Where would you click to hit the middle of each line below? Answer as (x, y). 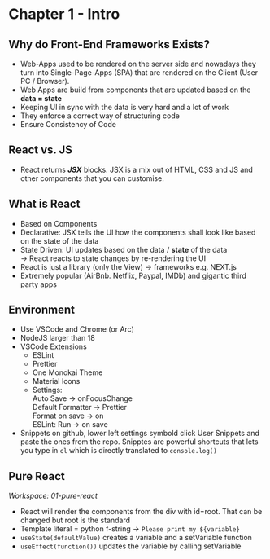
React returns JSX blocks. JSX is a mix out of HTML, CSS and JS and (137, 169)
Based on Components (59, 223)
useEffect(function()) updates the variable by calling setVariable (131, 546)
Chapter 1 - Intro (64, 14)
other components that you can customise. (92, 178)
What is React (44, 204)
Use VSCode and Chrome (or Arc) (77, 329)
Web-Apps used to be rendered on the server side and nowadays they (138, 64)
